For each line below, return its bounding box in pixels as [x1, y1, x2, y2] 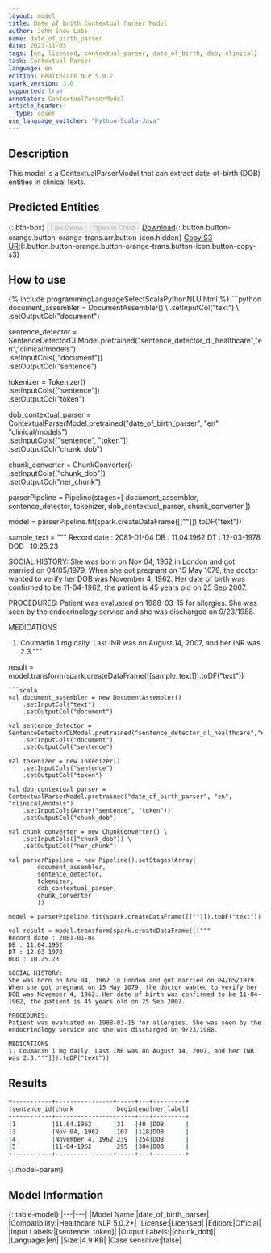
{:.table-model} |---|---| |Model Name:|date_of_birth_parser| [8, 1209, 210, 1219]
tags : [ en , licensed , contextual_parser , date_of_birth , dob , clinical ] [8, 49, 258, 57]
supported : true [8, 86, 63, 95]
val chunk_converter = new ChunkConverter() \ [8, 828, 168, 836]
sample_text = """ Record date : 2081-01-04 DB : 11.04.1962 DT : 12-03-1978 [8, 532, 261, 542]
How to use [8, 272, 66, 287]
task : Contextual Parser [8, 57, 92, 65]
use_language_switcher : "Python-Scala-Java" [8, 117, 161, 125]
